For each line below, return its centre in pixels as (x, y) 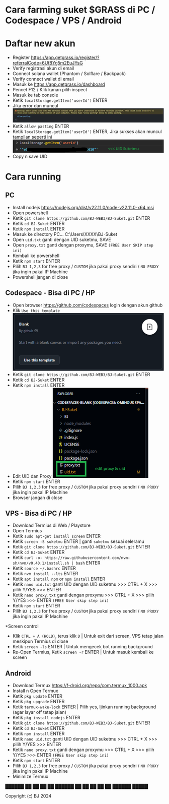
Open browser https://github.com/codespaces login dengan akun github (88, 305)
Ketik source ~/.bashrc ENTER (44, 568)
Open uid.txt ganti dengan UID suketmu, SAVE (62, 239)
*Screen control (22, 626)
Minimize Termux (30, 777)
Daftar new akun (40, 44)
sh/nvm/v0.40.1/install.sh (41, 564)
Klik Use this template (36, 310)
